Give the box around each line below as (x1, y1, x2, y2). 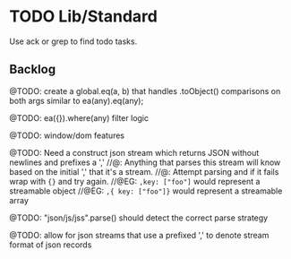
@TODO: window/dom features (9, 130, 125, 141)
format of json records (9, 239, 92, 250)
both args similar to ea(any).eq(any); (9, 95, 144, 106)
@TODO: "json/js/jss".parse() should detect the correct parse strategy (9, 212, 269, 223)
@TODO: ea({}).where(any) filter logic (9, 112, 150, 123)
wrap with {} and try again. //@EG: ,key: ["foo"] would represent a (9, 176, 261, 186)
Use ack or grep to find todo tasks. (9, 36, 138, 47)
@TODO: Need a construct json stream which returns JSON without (9, 147, 260, 158)
